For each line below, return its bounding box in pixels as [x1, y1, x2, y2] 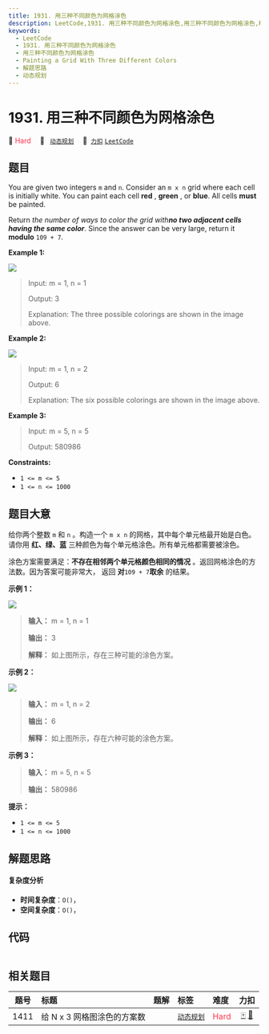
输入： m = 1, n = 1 [27, 616, 89, 626]
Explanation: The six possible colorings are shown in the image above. [27, 395, 260, 405]
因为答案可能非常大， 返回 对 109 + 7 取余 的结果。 [29, 567, 194, 576]
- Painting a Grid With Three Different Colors [15, 57, 178, 65]
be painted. [8, 200, 46, 210]
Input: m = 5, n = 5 [27, 426, 90, 436]
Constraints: [8, 458, 51, 467]
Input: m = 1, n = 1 [27, 279, 86, 288]
